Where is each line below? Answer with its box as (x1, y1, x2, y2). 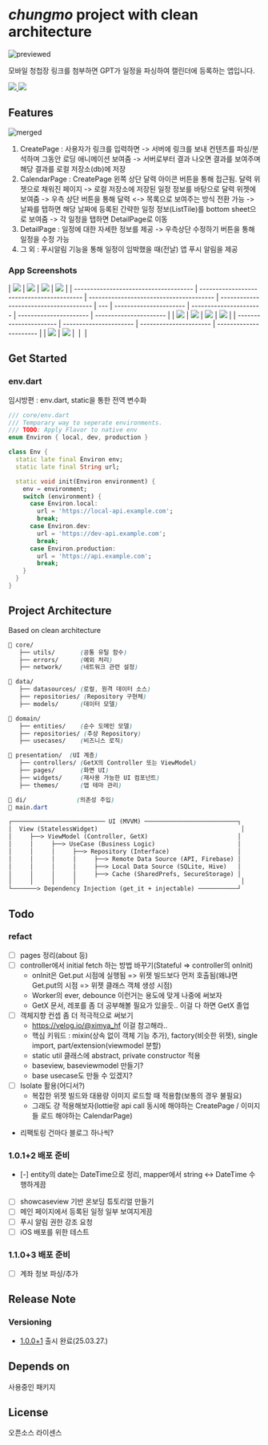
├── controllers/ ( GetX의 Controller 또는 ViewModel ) (18, 759, 198, 767)
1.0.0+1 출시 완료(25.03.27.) (19, 1336, 108, 1346)
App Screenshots (8, 265, 78, 276)
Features (8, 106, 54, 120)
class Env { (8, 448, 48, 457)
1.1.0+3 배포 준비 (8, 1249, 70, 1260)
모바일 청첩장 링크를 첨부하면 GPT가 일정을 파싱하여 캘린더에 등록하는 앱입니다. (8, 66, 255, 75)
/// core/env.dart (8, 411, 70, 419)
